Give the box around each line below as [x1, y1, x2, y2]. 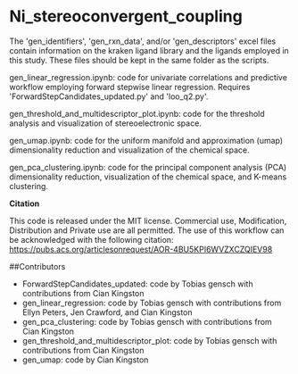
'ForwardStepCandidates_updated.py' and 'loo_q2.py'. [9, 91, 209, 102]
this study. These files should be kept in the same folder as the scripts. [9, 54, 269, 65]
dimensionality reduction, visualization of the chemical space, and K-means [9, 171, 287, 182]
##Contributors [9, 261, 66, 271]
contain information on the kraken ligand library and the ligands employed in [9, 45, 290, 55]
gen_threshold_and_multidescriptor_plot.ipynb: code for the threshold [9, 108, 265, 119]
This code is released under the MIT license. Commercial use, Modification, [9, 215, 287, 226]
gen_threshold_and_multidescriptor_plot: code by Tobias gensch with [21, 335, 277, 345]
